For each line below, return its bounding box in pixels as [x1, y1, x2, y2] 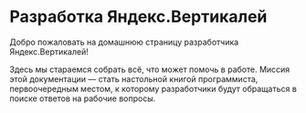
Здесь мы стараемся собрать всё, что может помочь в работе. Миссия [9, 64, 290, 75]
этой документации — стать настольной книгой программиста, [9, 73, 259, 84]
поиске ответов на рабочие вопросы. [9, 93, 156, 104]
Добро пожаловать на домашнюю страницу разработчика [9, 36, 239, 47]
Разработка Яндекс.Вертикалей [9, 6, 268, 27]
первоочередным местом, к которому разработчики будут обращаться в [9, 83, 297, 94]
